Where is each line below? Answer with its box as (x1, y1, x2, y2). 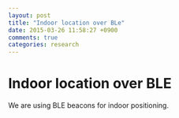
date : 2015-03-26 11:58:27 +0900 (8, 26, 118, 34)
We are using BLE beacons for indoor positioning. (8, 101, 170, 110)
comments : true (8, 33, 58, 42)
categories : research (8, 41, 80, 49)
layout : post (8, 11, 51, 20)
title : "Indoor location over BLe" (8, 19, 125, 27)
